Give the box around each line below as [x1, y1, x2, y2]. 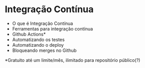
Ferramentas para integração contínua [12, 25, 93, 31]
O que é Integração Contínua [12, 20, 74, 26]
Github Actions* [12, 31, 46, 37]
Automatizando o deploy [12, 42, 64, 48]
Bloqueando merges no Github [12, 47, 77, 53]
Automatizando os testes [12, 37, 65, 43]
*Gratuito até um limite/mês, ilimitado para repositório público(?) [5, 57, 141, 63]
